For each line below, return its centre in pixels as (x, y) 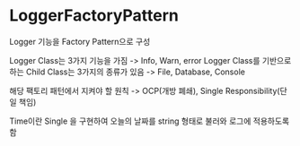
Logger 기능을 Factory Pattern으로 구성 (80, 41)
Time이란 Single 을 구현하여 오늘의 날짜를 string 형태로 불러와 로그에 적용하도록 (150, 121)
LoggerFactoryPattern (94, 16)
